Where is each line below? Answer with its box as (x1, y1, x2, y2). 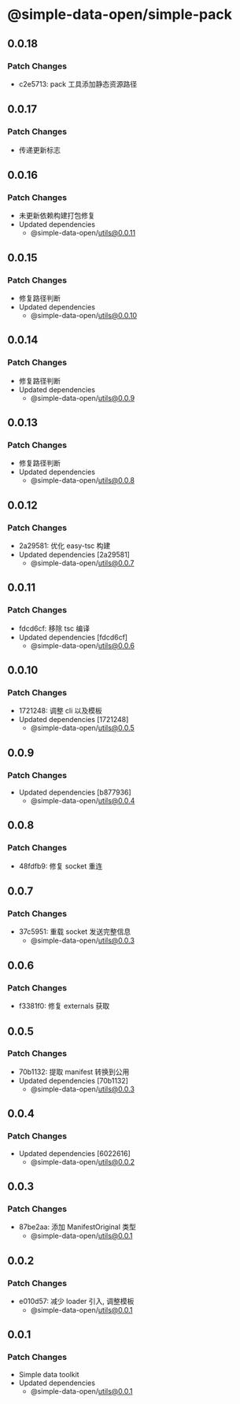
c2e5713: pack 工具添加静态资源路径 (18, 79, 138, 88)
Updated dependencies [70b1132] (18, 1076, 129, 1085)
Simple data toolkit (18, 1369, 79, 1379)
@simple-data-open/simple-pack (7, 6, 233, 24)
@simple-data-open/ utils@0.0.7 (30, 558, 135, 568)
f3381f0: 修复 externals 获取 (18, 1002, 110, 1011)
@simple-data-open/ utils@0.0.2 (30, 1157, 135, 1166)
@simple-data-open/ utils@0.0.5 (30, 723, 135, 733)
